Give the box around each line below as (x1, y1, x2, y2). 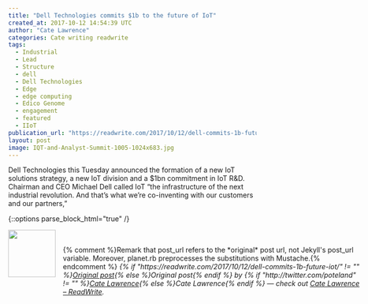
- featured (15, 114, 51, 122)
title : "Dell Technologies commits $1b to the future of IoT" (8, 11, 217, 20)
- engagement (15, 107, 58, 115)
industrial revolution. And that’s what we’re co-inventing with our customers (8, 190, 254, 200)
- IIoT (15, 122, 37, 129)
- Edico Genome (15, 99, 65, 107)
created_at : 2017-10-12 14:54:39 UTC (8, 19, 132, 27)
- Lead (15, 56, 37, 64)
